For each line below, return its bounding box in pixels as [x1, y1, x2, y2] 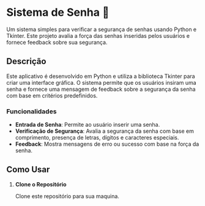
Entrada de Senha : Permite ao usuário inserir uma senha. [15, 121, 160, 129]
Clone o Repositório [15, 180, 67, 188]
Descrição [6, 56, 47, 66]
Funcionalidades [6, 107, 57, 115]
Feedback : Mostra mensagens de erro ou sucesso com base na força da [15, 140, 199, 148]
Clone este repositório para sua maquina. [15, 192, 119, 200]
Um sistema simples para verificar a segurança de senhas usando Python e [6, 26, 197, 33]
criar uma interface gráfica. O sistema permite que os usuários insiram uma [6, 79, 197, 86]
